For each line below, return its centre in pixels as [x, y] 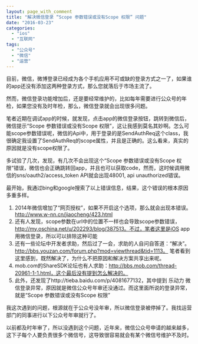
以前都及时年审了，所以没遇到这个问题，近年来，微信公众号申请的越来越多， [99, 327]
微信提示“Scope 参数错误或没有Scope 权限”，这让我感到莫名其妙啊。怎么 [95, 126]
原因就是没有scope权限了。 [39, 148]
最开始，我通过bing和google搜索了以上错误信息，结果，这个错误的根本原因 [97, 188]
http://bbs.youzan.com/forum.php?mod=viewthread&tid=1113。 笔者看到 [102, 251]
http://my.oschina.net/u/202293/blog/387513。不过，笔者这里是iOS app [102, 228]
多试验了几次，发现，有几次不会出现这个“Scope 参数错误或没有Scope [91, 160]
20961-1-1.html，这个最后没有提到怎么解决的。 [71, 273]
